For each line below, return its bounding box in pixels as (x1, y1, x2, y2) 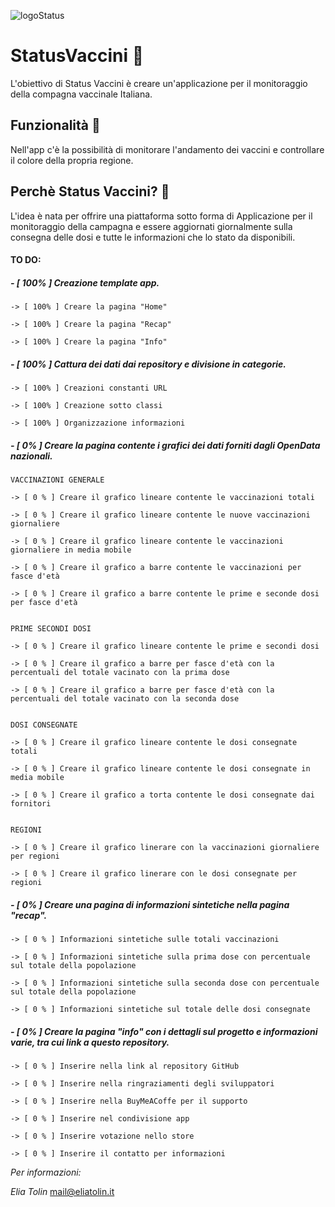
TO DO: (10, 254, 42, 266)
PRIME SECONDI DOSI (10, 624, 92, 634)
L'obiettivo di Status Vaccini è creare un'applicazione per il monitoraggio (10, 77, 308, 89)
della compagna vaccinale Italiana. (10, 88, 153, 100)
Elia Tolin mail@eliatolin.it (10, 1186, 115, 1197)
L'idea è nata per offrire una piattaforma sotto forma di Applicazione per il (10, 210, 313, 222)
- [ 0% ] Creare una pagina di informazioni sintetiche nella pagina (10, 898, 290, 910)
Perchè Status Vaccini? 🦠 (10, 183, 170, 200)
